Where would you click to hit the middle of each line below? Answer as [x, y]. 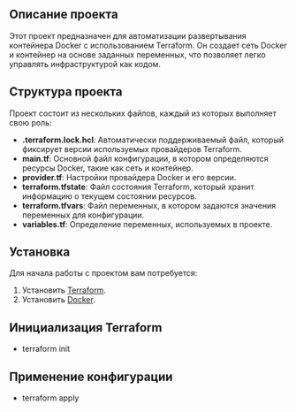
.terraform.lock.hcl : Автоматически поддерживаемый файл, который [153, 140]
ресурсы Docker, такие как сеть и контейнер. [108, 168]
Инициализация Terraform [86, 328]
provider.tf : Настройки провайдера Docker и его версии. [129, 177]
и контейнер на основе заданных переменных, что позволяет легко [138, 54]
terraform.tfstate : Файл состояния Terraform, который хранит [138, 187]
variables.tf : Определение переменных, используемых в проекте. [147, 224]
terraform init [46, 349]
